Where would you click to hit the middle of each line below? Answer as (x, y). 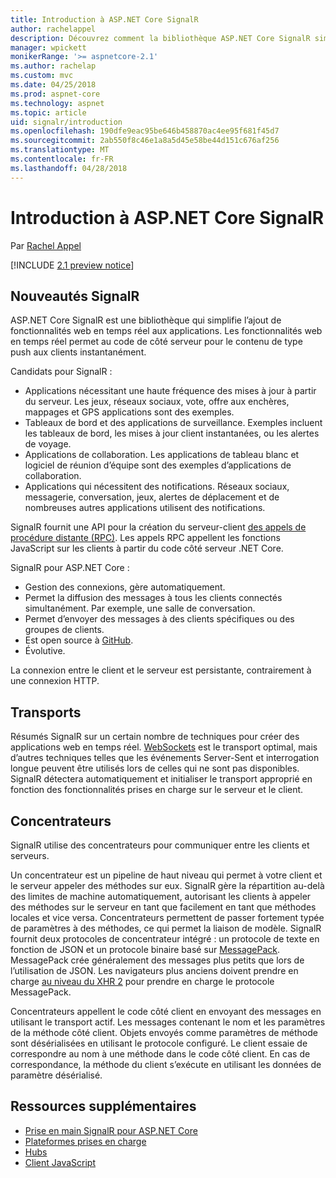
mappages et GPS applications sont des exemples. (129, 412)
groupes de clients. (64, 630)
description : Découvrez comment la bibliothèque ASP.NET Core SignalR (160, 38)
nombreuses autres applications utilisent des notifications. (145, 508)
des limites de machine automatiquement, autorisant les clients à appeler (161, 896)
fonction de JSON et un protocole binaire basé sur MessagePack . (145, 949)
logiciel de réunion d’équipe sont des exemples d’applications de (158, 465)
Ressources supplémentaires (103, 1106)
